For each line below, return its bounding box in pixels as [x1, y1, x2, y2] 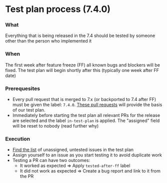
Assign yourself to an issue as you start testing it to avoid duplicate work [12, 152, 162, 158]
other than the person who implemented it [5, 38, 92, 44]
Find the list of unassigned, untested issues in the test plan [12, 146, 134, 153]
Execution [5, 135, 30, 142]
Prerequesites [5, 85, 40, 92]
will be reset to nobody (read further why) [12, 123, 99, 129]
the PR [19, 173, 34, 179]
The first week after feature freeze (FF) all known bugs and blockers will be [5, 61, 160, 68]
